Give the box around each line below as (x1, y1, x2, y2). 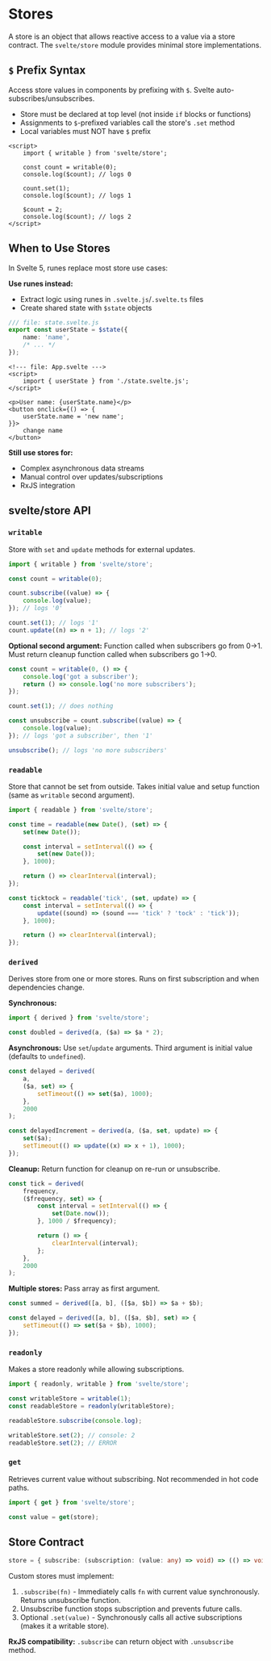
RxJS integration (19, 480, 75, 490)
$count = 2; (23, 205, 63, 214)
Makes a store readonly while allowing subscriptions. (8, 1365, 185, 1374)
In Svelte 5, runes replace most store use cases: (8, 263, 168, 273)
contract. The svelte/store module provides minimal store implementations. (8, 40, 262, 49)
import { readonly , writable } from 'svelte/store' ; (8, 1380, 190, 1388)
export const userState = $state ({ (8, 326, 128, 334)
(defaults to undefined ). (8, 1052, 86, 1061)
